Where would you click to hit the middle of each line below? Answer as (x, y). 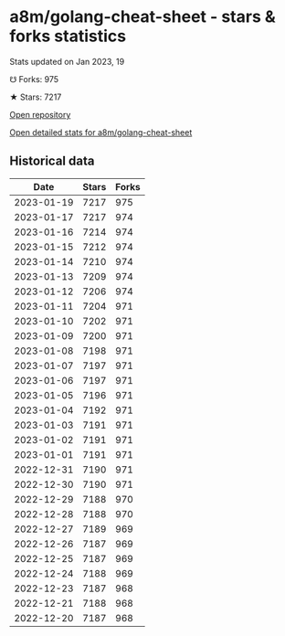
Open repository (40, 114)
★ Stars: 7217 (36, 97)
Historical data (52, 161)
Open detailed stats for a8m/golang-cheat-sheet (101, 132)
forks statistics (68, 36)
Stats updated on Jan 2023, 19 (67, 61)
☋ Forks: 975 (34, 79)
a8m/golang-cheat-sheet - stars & (142, 17)
